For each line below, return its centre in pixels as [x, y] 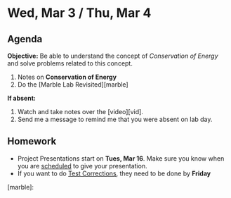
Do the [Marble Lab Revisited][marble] [73, 85]
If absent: [22, 98]
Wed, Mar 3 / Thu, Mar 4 [79, 13]
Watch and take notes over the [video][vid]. [80, 112]
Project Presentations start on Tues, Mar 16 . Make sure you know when [121, 158]
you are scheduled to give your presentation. [82, 166]
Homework [32, 141]
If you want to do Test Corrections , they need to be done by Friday [114, 173]
